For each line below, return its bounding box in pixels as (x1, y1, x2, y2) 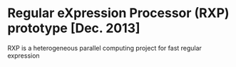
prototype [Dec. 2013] (7, 20, 140, 36)
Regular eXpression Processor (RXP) (7, 5, 230, 21)
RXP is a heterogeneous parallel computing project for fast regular (7, 43, 202, 52)
